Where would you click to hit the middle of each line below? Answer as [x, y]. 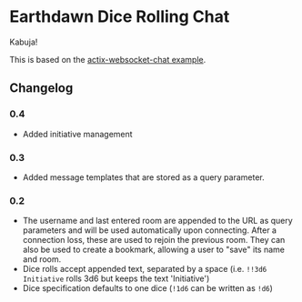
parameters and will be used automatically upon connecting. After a [150, 230]
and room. [42, 259]
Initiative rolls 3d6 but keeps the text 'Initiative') [116, 278]
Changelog [41, 88]
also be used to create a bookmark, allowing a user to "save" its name [153, 250]
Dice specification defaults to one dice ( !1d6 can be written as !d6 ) [147, 288]
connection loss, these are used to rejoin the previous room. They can [154, 240]
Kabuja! [24, 42]
